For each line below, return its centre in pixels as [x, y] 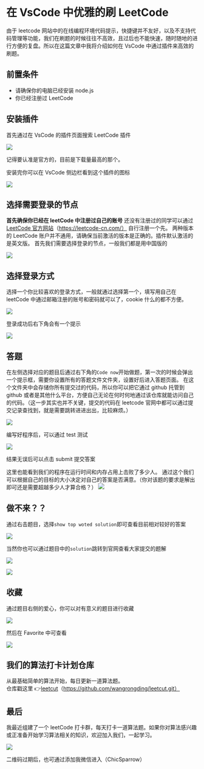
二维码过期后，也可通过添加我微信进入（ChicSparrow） [76, 759]
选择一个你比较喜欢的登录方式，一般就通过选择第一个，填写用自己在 [91, 292]
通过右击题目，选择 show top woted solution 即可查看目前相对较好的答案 [96, 524]
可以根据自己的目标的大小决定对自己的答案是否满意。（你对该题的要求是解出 [101, 480]
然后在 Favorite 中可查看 [36, 632]
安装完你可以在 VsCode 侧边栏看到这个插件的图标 [68, 172]
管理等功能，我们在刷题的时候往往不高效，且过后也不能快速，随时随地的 [102, 38]
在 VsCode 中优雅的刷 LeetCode [87, 13]
